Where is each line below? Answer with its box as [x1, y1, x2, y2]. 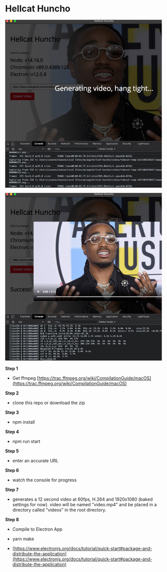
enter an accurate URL [12, 458, 59, 464]
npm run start [12, 438, 41, 444]
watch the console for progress [12, 477, 77, 483]
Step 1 [5, 366, 18, 372]
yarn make [12, 536, 34, 542]
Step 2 [5, 390, 19, 396]
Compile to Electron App [12, 526, 63, 532]
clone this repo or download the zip [12, 400, 85, 406]
